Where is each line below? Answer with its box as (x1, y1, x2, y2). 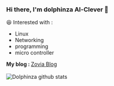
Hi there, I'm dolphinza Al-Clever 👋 (6, 5, 109, 14)
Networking (14, 37, 44, 44)
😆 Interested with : (6, 19, 53, 26)
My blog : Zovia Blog (6, 60, 57, 68)
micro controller (14, 49, 54, 56)
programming (14, 43, 49, 50)
